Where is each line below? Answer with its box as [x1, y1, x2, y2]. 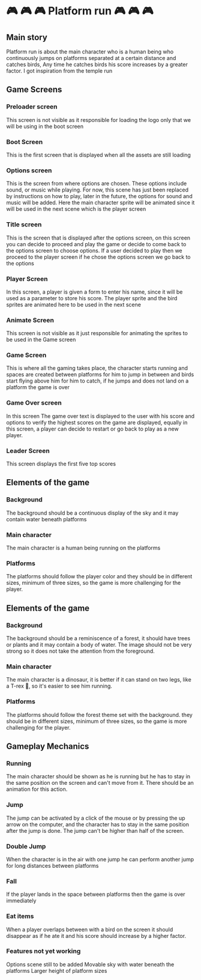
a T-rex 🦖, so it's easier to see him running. [6, 682, 113, 690]
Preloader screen [6, 103, 58, 111]
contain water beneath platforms [6, 515, 87, 522]
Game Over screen [6, 399, 62, 407]
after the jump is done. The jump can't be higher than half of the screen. [6, 827, 185, 834]
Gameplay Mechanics [6, 742, 89, 752]
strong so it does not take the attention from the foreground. [6, 647, 155, 655]
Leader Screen [6, 446, 50, 455]
